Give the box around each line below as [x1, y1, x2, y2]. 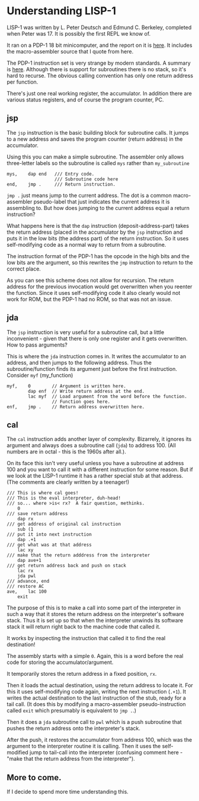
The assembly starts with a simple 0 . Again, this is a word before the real [7, 653, 184, 660]
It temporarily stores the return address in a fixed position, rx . [7, 670, 157, 678]
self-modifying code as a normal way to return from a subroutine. [7, 241, 166, 248]
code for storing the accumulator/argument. [7, 659, 114, 666]
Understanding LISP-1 [7, 4, 117, 18]
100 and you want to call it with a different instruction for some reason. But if [7, 466, 193, 473]
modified [7, 749, 28, 756]
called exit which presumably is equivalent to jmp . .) [7, 707, 137, 714]
